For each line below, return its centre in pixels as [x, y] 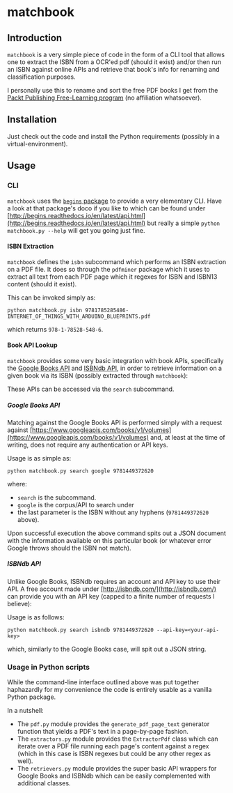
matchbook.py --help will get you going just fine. [76, 230]
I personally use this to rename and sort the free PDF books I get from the [113, 90]
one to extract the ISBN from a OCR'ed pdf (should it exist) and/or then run [114, 62]
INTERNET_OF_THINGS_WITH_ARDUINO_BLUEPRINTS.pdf [79, 316]
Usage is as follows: [36, 617]
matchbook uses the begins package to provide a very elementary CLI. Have [115, 201]
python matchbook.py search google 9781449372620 [81, 471]
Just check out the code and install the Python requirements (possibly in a [114, 136]
